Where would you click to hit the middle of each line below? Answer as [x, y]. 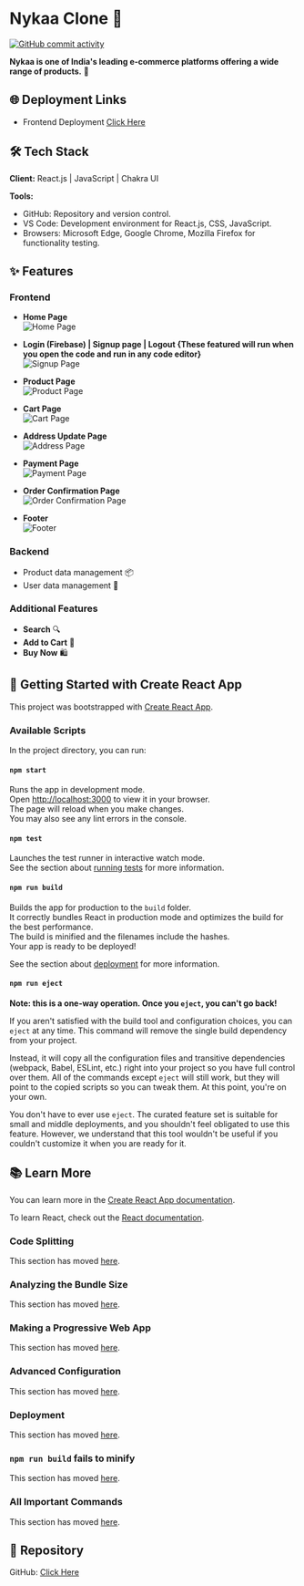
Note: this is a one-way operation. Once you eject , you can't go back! [143, 1003]
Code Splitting [42, 1241]
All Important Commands [66, 1502]
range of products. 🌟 [49, 71]
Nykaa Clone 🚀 [66, 19]
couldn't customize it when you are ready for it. [98, 1143]
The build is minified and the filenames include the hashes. [120, 936]
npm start [28, 770]
